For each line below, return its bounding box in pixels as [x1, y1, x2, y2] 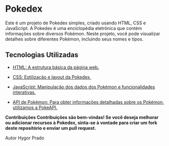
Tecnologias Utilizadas [5, 51, 79, 59]
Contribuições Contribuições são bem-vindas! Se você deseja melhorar [5, 114, 159, 120]
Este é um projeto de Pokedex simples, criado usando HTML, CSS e [5, 20, 146, 26]
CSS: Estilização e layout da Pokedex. [12, 74, 91, 80]
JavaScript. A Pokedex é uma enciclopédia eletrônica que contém [5, 25, 142, 31]
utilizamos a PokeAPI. [12, 104, 58, 111]
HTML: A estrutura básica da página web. [12, 64, 99, 70]
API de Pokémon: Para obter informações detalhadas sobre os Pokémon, [12, 99, 164, 105]
